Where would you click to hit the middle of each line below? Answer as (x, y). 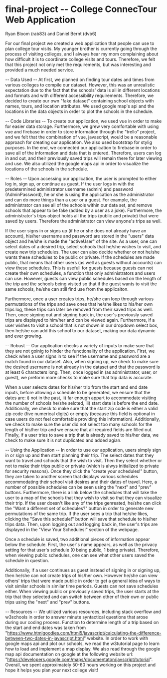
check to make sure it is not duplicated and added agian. (63, 440)
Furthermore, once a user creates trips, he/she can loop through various (79, 299)
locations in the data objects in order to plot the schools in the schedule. (79, 111)
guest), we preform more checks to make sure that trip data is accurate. (79, 377)
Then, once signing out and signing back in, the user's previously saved (79, 315)
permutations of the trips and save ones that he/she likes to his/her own (79, 304)
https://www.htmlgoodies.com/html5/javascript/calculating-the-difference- (84, 633)
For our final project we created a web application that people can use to (80, 43)
